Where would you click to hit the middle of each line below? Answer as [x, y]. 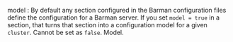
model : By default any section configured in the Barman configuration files [117, 10]
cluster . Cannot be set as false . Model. [66, 32]
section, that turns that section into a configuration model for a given [107, 25]
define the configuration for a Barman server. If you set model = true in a [114, 17]
